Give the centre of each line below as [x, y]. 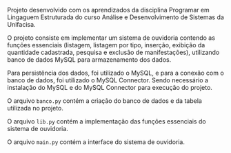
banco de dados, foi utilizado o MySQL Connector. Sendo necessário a [108, 80]
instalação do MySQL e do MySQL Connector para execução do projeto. [110, 87]
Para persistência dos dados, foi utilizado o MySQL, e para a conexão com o [115, 73]
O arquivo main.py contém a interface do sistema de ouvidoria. [96, 142]
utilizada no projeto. [36, 108]
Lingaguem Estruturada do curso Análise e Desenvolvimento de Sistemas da [115, 17]
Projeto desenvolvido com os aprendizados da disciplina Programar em [109, 10]
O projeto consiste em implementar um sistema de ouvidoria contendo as [111, 38]
